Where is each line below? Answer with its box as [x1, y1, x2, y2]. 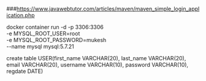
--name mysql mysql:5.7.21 [6, 43, 75, 50]
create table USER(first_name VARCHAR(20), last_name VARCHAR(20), [6, 55, 186, 62]
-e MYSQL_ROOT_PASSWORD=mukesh [6, 37, 107, 43]
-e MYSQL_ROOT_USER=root [6, 30, 80, 37]
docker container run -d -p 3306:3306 [6, 24, 104, 30]
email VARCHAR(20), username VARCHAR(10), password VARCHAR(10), [6, 61, 189, 68]
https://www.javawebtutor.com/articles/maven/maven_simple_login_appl [16, 5, 200, 12]
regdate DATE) [6, 68, 44, 75]
